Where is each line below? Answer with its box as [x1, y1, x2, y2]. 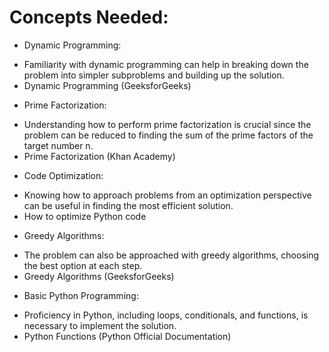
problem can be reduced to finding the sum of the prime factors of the [23, 129, 314, 141]
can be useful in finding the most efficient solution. [23, 199, 234, 211]
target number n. [23, 139, 94, 151]
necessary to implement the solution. [23, 319, 177, 331]
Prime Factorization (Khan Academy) [23, 150, 176, 162]
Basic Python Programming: [23, 289, 139, 301]
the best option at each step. [23, 259, 143, 271]
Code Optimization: [23, 169, 104, 181]
